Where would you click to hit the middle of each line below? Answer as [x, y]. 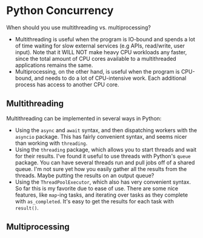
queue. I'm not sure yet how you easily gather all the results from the [101, 169]
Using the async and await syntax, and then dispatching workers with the [106, 130]
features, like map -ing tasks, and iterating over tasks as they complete [101, 195]
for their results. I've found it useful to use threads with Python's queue [103, 156]
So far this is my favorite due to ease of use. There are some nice [97, 188]
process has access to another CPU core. [67, 84]
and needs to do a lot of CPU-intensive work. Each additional [110, 78]
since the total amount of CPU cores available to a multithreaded [96, 58]
